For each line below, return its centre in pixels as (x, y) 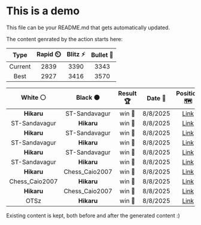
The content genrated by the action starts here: (65, 39)
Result (127, 93)
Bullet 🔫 (102, 55)
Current (20, 66)
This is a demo (43, 11)
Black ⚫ (88, 97)
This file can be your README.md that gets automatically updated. (88, 27)
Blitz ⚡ (76, 54)
